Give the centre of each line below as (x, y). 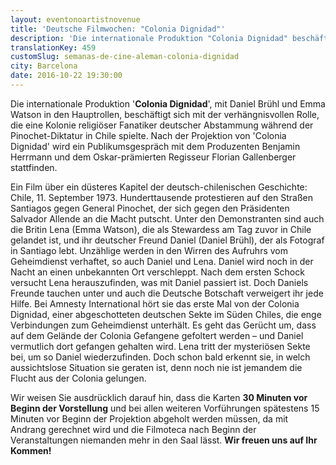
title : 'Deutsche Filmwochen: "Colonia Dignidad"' (118, 29)
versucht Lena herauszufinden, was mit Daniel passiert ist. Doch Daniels (159, 282)
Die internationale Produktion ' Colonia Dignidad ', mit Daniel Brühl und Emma (168, 103)
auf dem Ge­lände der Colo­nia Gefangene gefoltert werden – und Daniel (157, 335)
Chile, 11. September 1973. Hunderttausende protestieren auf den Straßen (161, 197)
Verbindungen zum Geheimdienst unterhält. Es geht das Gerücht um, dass (163, 325)
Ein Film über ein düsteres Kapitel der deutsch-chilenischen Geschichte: (159, 187)
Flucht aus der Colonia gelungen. (78, 378)
